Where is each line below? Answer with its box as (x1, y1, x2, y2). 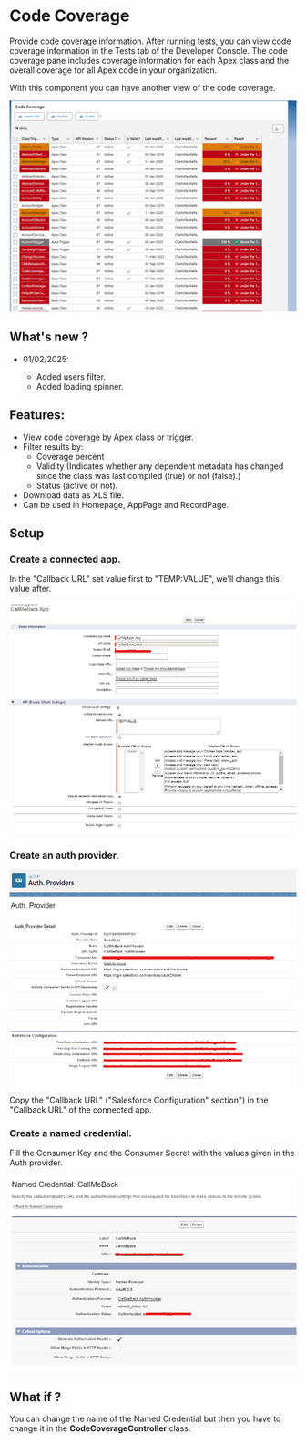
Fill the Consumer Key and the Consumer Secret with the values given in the (9, 1148, 295, 1159)
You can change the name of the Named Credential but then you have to (9, 1413, 281, 1425)
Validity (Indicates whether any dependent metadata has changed (36, 461, 284, 472)
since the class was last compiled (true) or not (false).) (36, 470, 241, 481)
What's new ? (9, 330, 89, 345)
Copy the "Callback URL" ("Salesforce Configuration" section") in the (9, 1094, 269, 1105)
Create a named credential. (9, 1126, 132, 1139)
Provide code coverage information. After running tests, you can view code (9, 36, 291, 46)
